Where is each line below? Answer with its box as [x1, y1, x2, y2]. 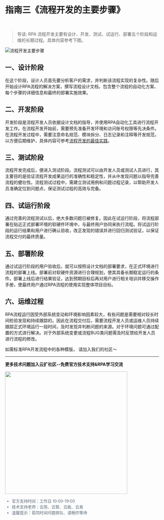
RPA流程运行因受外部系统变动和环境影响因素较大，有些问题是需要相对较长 [5, 311, 155, 317]
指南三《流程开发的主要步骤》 [5, 4, 125, 16]
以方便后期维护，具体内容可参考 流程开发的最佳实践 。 [5, 138, 112, 144]
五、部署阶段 [5, 249, 44, 258]
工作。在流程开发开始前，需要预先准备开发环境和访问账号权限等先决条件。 [9, 125, 159, 131]
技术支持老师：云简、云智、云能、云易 [12, 504, 84, 510]
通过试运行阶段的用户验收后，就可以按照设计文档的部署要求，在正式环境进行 [5, 263, 159, 269]
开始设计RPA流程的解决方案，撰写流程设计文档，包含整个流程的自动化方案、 [5, 83, 159, 89]
